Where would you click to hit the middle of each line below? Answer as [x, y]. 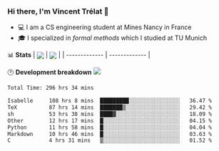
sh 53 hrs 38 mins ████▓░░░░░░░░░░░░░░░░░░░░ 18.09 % [110, 114]
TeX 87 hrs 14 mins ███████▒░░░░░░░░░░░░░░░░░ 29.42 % [110, 108]
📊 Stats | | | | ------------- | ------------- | [79, 55]
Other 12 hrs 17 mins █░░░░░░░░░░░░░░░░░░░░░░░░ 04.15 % [110, 120]
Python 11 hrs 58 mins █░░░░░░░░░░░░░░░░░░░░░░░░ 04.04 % [110, 127]
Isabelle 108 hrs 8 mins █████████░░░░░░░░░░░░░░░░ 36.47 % [110, 101]
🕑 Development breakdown [50, 72]
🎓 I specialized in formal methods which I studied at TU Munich [112, 38]
